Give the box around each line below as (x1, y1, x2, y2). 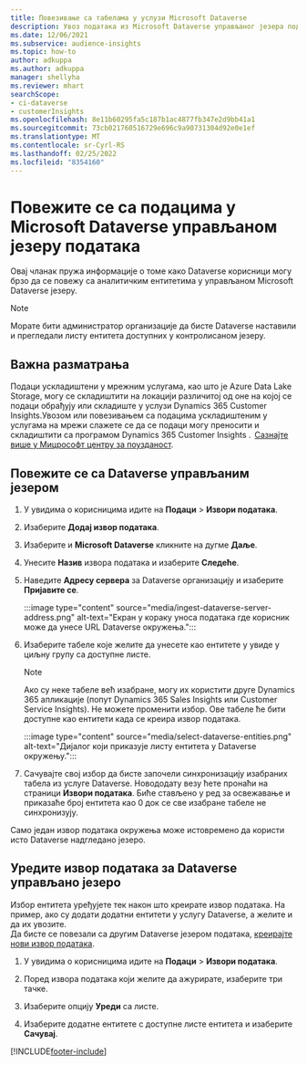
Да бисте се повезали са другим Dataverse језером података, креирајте (10, 928, 293, 939)
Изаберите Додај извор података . (23, 522, 159, 533)
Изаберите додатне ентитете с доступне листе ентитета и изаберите (23, 1018, 293, 1029)
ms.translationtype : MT (10, 132, 101, 141)
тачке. (23, 983, 48, 994)
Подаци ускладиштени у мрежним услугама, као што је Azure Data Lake (10, 381, 292, 392)
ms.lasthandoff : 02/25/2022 (10, 149, 118, 158)
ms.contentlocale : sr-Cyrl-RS (10, 141, 126, 150)
